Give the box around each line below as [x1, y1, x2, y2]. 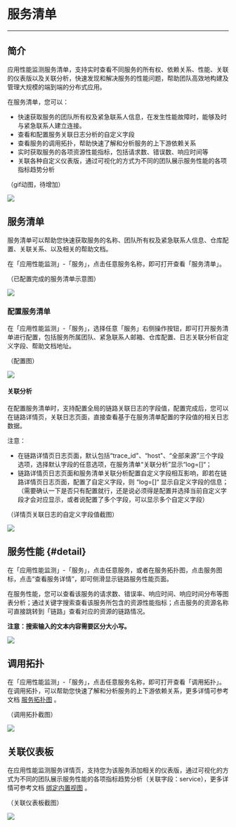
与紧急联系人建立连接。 [17, 121, 86, 130]
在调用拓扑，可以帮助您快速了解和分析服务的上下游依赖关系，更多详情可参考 [7, 686, 229, 695]
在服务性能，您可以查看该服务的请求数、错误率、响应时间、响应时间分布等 [7, 589, 223, 597]
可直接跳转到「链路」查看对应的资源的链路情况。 [7, 607, 149, 615]
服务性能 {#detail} [7, 545, 86, 558]
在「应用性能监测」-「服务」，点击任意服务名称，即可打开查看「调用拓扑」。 [7, 677, 226, 686]
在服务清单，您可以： [7, 98, 69, 106]
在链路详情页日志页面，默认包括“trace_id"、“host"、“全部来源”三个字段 [17, 451, 224, 460]
